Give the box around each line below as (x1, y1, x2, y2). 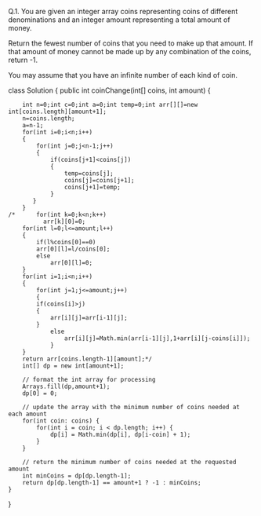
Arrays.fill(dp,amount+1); (22, 382, 111, 390)
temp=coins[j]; (63, 170, 114, 177)
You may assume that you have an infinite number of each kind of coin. (8, 71, 237, 79)
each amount (8, 410, 47, 418)
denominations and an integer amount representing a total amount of (8, 15, 230, 24)
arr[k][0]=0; (42, 218, 86, 225)
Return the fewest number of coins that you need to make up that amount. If (8, 38, 253, 48)
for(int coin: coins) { (22, 417, 100, 425)
